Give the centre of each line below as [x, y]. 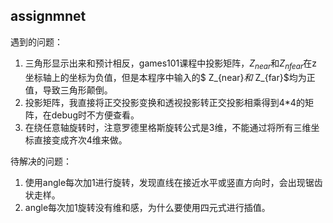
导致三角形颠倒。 [77, 90]
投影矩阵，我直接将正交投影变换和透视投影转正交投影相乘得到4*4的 [164, 102]
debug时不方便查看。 [95, 115]
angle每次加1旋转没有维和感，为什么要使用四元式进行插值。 [147, 207]
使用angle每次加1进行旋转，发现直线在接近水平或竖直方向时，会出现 [165, 182]
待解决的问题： [41, 161]
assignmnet [48, 16]
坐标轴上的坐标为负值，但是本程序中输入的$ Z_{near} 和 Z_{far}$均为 [165, 77]
